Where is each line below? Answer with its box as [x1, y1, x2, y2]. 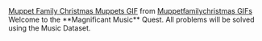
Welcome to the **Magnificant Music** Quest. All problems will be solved [8, 14, 255, 24]
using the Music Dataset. [8, 23, 91, 33]
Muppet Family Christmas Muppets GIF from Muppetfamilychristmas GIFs [8, 6, 252, 15]
